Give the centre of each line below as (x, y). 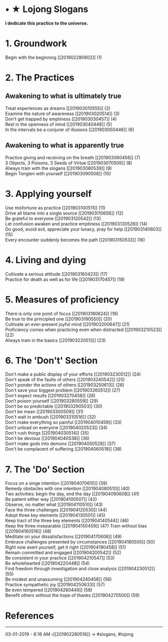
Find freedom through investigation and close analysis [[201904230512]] (80, 569)
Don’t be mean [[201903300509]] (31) (44, 412)
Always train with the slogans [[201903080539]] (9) (58, 168)
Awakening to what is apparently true (64, 145)
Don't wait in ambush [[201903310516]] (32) (50, 417)
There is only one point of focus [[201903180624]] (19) (62, 313)
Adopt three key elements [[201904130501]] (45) (55, 515)
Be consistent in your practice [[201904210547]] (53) (60, 558)
